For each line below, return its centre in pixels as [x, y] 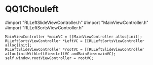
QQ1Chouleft [32, 9]
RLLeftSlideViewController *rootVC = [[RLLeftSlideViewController [75, 49]
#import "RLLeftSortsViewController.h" [44, 27]
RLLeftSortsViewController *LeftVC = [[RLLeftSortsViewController [75, 41]
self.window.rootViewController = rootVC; [49, 58]
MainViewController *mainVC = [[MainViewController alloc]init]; [74, 37]
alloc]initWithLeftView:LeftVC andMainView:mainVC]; [60, 54]
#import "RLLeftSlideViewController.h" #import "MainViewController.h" [77, 22]
